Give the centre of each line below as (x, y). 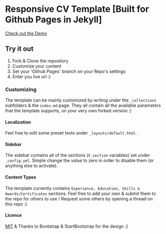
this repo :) (16, 204)
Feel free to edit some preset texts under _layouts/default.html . (71, 133)
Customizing (21, 89)
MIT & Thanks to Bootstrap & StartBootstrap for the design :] (66, 226)
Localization (18, 122)
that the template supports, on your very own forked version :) (68, 111)
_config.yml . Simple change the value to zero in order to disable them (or (80, 161)
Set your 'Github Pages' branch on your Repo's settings (69, 71)
